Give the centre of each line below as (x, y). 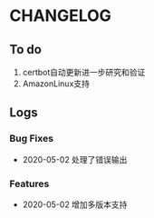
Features (29, 183)
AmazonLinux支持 (56, 84)
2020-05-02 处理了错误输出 (75, 159)
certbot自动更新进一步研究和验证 (84, 72)
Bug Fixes (32, 139)
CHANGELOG (60, 16)
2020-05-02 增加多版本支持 (75, 204)
